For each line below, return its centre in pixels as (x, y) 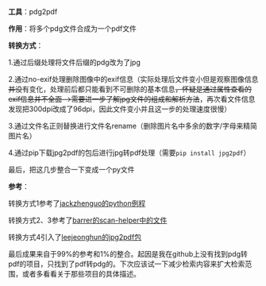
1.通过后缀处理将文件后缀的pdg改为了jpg (75, 62)
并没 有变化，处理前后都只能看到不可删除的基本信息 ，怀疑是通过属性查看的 (130, 89)
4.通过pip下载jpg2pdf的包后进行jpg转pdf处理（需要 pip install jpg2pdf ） (129, 153)
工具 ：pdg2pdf (33, 12)
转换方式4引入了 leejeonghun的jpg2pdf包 (75, 237)
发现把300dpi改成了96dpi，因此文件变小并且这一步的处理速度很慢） (120, 109)
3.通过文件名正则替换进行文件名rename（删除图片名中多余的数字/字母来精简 (133, 126)
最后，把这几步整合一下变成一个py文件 (71, 170)
